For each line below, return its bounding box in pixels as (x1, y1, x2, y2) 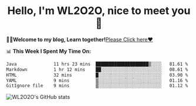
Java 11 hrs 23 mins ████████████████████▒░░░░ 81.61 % (6, 61, 188, 67)
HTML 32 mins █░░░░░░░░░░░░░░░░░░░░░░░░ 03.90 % (6, 72, 188, 78)
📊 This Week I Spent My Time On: (6, 47, 91, 54)
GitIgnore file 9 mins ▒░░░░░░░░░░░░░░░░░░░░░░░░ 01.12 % (6, 83, 188, 89)
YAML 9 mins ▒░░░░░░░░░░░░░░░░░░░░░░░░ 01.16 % (6, 77, 188, 83)
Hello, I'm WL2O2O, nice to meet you (7, 4, 191, 18)
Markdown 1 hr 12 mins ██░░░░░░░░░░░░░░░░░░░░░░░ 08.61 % (6, 66, 188, 73)
